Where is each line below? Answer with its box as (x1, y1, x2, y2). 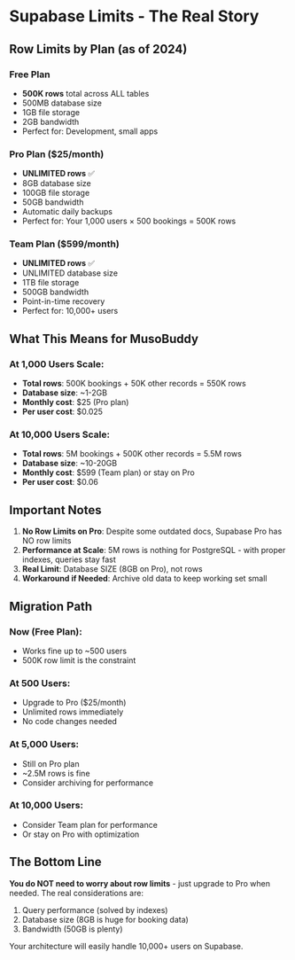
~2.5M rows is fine (21, 768, 90, 778)
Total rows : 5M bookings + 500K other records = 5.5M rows (21, 449, 242, 459)
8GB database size (21, 178, 91, 189)
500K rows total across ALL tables (21, 88, 150, 98)
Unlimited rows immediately (21, 706, 124, 717)
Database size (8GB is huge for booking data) (21, 914, 189, 925)
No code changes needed (21, 716, 118, 727)
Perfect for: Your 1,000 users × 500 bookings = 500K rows (21, 215, 237, 227)
